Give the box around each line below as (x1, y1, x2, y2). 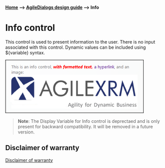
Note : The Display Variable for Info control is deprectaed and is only (17, 118, 160, 124)
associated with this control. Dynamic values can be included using (5, 44, 146, 50)
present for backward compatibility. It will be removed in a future (17, 123, 153, 129)
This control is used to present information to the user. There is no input (5, 39, 155, 45)
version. (17, 129, 35, 135)
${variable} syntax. (5, 49, 45, 55)
